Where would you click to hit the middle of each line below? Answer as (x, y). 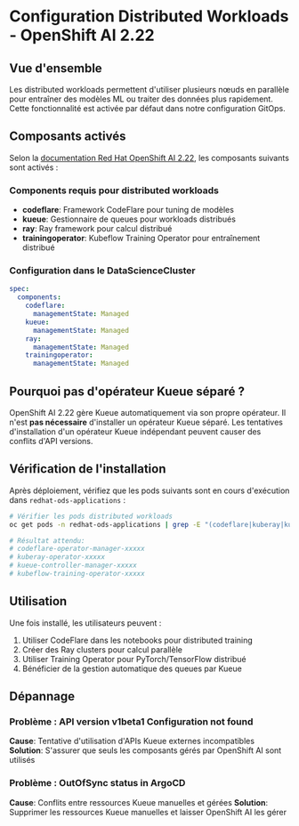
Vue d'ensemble (56, 68)
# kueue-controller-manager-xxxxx (73, 566)
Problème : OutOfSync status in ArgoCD (97, 783)
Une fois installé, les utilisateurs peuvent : (85, 623)
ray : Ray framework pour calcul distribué (97, 229)
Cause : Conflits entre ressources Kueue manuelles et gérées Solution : (139, 802)
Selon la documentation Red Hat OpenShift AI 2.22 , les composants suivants (149, 158)
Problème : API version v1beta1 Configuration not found (131, 722)
